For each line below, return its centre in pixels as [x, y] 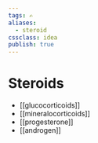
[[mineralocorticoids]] [54, 114]
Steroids [36, 84]
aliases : [22, 23]
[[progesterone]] [46, 122]
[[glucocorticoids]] [50, 105]
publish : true [31, 45]
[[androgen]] [40, 130]
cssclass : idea [33, 37]
